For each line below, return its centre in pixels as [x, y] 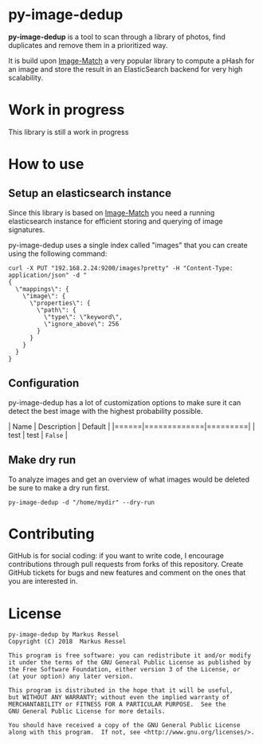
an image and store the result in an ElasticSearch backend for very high [126, 69]
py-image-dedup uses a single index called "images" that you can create [128, 245]
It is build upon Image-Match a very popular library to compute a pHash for [131, 61]
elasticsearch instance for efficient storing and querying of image [116, 221]
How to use [46, 164]
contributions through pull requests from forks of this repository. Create [126, 565]
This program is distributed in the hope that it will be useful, [121, 691]
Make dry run [42, 460]
